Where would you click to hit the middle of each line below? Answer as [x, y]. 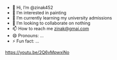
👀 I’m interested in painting [39, 13]
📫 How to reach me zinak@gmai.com [51, 29]
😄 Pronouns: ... [28, 36]
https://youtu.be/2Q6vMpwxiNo [37, 52]
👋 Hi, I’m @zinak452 [32, 8]
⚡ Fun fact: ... [26, 41]
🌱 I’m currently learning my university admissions [62, 18]
